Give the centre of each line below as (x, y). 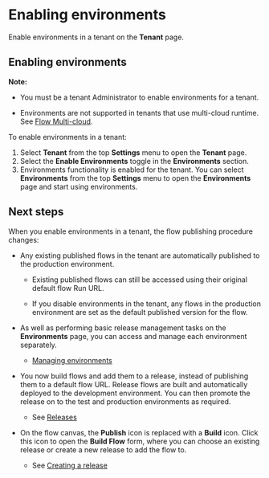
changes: (24, 239)
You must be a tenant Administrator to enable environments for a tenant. (139, 97)
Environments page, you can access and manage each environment (133, 336)
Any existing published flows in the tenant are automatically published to (140, 255)
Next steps (36, 212)
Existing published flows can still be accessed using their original (139, 280)
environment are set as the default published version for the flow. (140, 312)
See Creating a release (70, 465)
